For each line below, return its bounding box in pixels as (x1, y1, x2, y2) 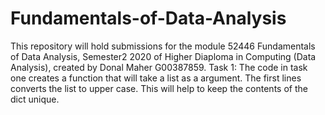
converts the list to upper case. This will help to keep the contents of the (10, 82, 308, 94)
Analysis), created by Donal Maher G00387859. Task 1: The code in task (10, 61, 308, 73)
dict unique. (10, 93, 60, 105)
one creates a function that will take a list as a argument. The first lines (10, 72, 302, 84)
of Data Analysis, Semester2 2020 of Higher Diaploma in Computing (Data (10, 50, 317, 62)
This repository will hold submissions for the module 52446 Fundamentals (10, 40, 316, 52)
